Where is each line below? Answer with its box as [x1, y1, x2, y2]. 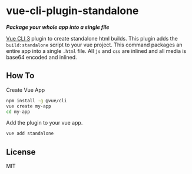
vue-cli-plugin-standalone [6, 4, 139, 18]
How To [6, 71, 35, 81]
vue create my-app [6, 103, 51, 109]
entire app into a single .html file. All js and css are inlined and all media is [6, 47, 187, 54]
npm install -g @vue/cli [6, 98, 67, 103]
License [6, 147, 36, 157]
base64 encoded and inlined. [6, 53, 77, 61]
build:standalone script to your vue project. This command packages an [6, 41, 183, 48]
